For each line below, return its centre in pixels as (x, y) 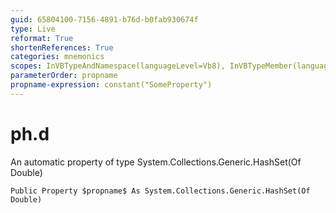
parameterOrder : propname (64, 76)
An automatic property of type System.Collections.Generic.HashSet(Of (156, 162)
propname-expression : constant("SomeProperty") (111, 85)
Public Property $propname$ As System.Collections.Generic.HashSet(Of (160, 191)
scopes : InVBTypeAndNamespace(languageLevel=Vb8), (118, 66)
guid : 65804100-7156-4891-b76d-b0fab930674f (104, 19)
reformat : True (42, 38)
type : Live (33, 29)
